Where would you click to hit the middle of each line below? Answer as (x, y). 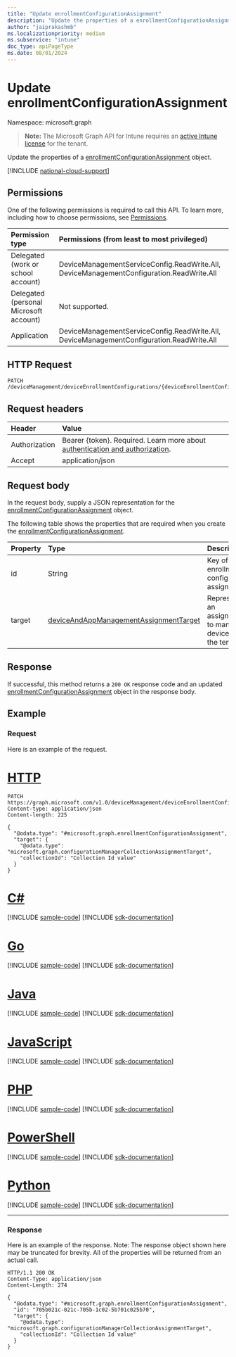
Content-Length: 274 (38, 1285)
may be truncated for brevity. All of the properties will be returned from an (114, 1253)
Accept (23, 460)
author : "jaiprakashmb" (42, 27)
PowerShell (41, 1138)
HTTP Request (40, 365)
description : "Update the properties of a (70, 20)
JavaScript (40, 1042)
